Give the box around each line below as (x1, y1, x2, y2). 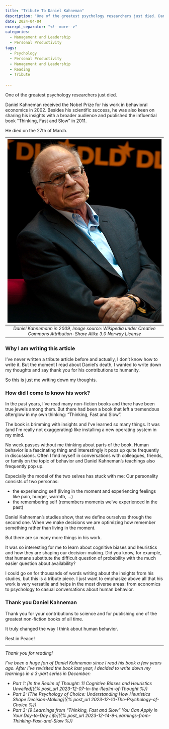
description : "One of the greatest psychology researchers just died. (5, 13, 156, 19)
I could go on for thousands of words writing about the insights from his (5, 570, 154, 577)
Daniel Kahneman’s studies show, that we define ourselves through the (5, 514, 152, 520)
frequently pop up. (5, 463, 44, 470)
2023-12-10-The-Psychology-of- (91, 696, 159, 702)
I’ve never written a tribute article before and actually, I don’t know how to (5, 356, 158, 362)
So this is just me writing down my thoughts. (5, 377, 97, 383)
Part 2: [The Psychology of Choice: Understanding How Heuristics (12, 691, 151, 697)
